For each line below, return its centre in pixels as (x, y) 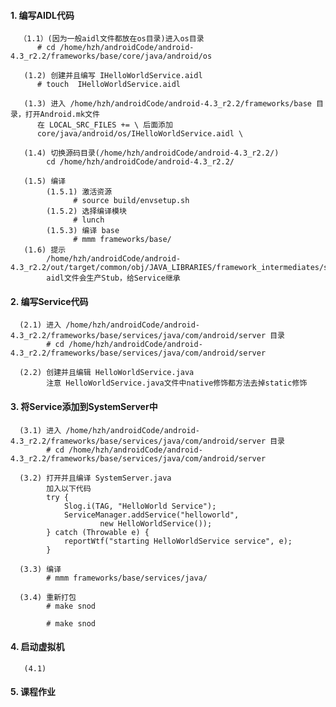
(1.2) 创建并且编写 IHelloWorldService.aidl (113, 76)
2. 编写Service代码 (49, 301)
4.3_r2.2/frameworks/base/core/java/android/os (111, 56)
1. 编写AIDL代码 (42, 15)
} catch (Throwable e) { (98, 532)
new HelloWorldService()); (156, 523)
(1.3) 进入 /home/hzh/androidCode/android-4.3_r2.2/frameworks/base (167, 104)
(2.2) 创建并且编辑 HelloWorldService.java (107, 373)
